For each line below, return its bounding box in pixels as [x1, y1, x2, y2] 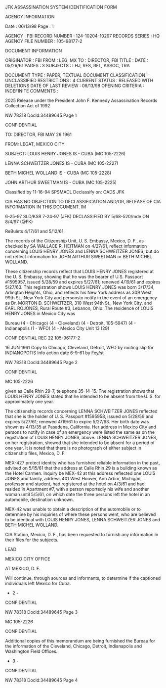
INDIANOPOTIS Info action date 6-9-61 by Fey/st [5, 350, 104, 356]
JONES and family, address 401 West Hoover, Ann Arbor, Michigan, [5, 476, 142, 481]
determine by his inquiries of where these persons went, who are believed [5, 511, 156, 517]
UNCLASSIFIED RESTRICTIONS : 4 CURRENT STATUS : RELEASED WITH [5, 78, 154, 83]
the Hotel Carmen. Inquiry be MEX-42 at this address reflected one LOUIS [5, 470, 156, 476]
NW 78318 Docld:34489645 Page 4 [5, 677, 78, 683]
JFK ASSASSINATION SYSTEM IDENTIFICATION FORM [5, 4, 117, 10]
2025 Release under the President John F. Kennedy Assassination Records [5, 97, 158, 103]
